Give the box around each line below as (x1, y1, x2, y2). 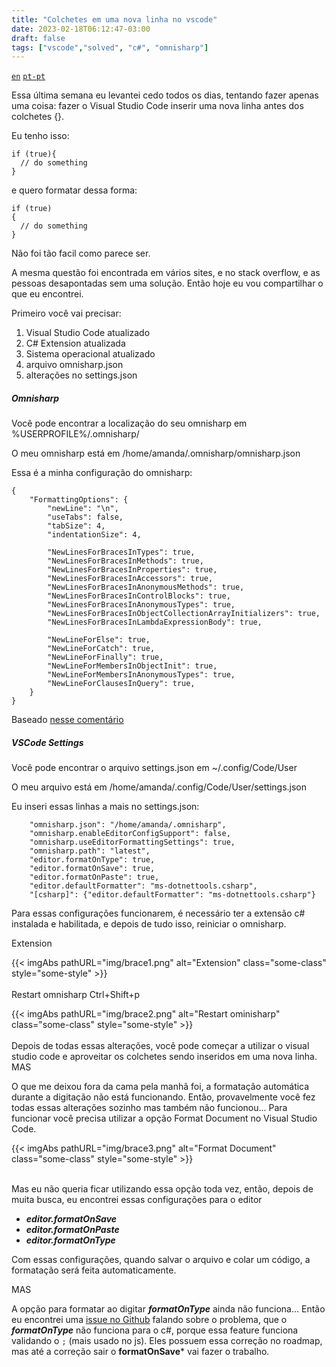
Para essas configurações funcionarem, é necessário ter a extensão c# (11, 907, 306, 920)
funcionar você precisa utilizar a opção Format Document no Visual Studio (11, 1112, 318, 1125)
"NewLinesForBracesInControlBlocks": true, (47, 591, 231, 601)
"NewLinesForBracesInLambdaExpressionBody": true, (47, 617, 263, 628)
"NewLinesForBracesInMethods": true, (47, 556, 204, 566)
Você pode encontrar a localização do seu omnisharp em (11, 417, 248, 430)
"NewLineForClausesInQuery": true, (47, 679, 196, 689)
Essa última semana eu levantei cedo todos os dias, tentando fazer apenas (11, 89, 319, 101)
